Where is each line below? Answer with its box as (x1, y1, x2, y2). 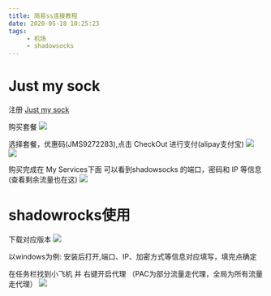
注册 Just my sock (8, 105, 70, 114)
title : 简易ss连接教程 (8, 11, 78, 20)
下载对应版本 (8, 234, 51, 244)
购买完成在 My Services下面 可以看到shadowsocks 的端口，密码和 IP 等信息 (8, 165, 262, 174)
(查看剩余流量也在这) (8, 175, 79, 185)
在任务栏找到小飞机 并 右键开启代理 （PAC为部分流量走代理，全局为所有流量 (8, 269, 264, 278)
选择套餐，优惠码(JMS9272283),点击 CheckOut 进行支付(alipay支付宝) (8, 139, 245, 149)
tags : (8, 27, 27, 35)
